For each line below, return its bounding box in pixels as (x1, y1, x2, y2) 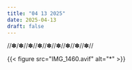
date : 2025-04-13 (7, 16, 57, 23)
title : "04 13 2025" (7, 10, 66, 17)
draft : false (7, 23, 44, 30)
